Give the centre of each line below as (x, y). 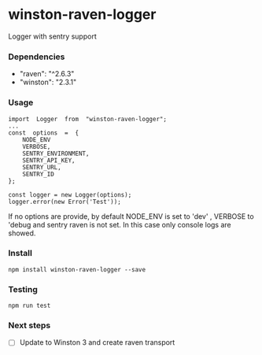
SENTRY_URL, (42, 167)
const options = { (44, 133)
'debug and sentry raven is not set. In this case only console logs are (120, 224)
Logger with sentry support (52, 36)
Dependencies (37, 57)
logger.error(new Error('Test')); (65, 202)
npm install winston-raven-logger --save (77, 269)
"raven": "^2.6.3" (47, 74)
